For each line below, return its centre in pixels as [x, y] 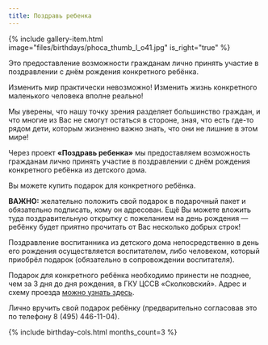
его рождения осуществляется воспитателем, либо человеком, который [134, 251]
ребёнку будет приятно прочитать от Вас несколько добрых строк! [125, 227]
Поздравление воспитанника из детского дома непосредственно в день [134, 242]
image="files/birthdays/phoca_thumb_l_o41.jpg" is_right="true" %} [119, 47]
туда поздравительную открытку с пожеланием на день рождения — [128, 218]
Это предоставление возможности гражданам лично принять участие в [134, 63]
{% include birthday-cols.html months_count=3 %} [93, 332]
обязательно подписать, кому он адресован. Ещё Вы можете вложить [130, 210]
